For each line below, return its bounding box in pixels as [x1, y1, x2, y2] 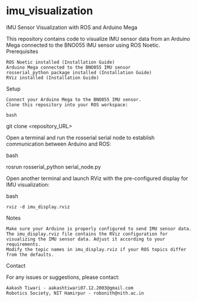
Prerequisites [6, 47, 38, 54]
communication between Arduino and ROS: [6, 140, 111, 147]
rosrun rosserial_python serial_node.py [6, 163, 101, 170]
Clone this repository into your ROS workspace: [6, 102, 128, 108]
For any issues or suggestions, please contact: [6, 274, 120, 281]
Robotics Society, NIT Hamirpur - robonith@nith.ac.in [6, 290, 144, 296]
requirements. [6, 241, 41, 247]
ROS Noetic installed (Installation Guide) [6, 59, 115, 65]
